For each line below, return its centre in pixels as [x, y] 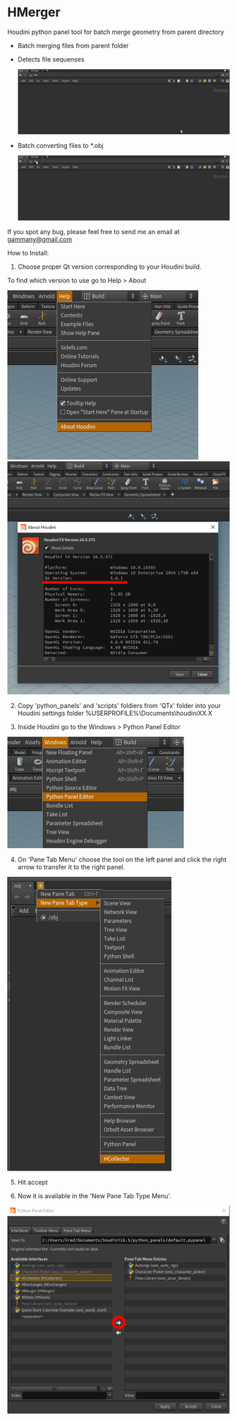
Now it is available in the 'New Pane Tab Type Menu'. [94, 1196]
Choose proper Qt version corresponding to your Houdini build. [109, 267]
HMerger [34, 12]
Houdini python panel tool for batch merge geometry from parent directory [116, 32]
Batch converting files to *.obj [60, 145]
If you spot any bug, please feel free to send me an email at [93, 231]
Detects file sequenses [51, 59]
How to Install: [28, 253]
